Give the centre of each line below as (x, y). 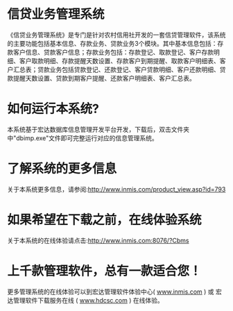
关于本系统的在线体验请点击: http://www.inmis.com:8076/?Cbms (98, 240)
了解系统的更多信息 (62, 169)
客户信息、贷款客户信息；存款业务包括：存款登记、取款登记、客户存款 (113, 52)
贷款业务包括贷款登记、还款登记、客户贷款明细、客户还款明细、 (128, 69)
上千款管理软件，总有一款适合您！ (105, 271)
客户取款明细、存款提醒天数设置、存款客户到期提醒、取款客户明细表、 (119, 60)
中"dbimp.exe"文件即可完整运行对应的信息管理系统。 (83, 138)
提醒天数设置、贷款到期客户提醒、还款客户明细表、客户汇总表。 (104, 78)
